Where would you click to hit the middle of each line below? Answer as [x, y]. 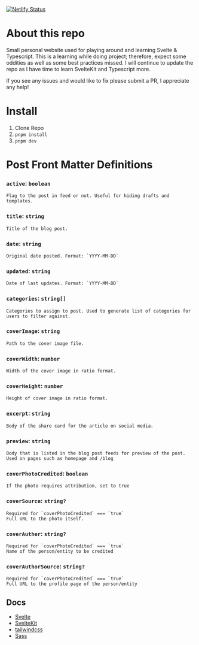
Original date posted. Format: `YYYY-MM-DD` [62, 256]
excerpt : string [28, 413]
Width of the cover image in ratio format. [61, 371]
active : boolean [28, 183]
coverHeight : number [35, 386]
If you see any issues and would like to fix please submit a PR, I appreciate [98, 80]
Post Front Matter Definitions [79, 165]
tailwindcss [29, 629]
